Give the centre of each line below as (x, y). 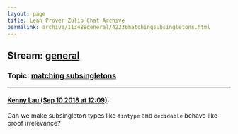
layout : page (27, 14)
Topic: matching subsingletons (62, 75)
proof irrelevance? (34, 123)
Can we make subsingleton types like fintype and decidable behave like (113, 116)
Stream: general (44, 55)
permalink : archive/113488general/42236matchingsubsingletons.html (109, 27)
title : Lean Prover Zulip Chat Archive (66, 20)
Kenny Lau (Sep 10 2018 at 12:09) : (58, 100)
